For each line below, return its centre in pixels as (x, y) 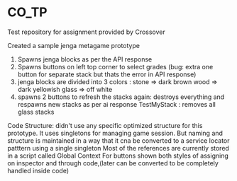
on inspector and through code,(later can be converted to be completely (113, 163)
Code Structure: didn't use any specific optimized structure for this (105, 125)
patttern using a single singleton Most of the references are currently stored (118, 148)
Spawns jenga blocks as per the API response (85, 59)
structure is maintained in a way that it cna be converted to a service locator (118, 140)
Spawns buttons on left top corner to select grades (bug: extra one (115, 66)
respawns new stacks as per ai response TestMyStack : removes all (117, 104)
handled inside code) (38, 170)
